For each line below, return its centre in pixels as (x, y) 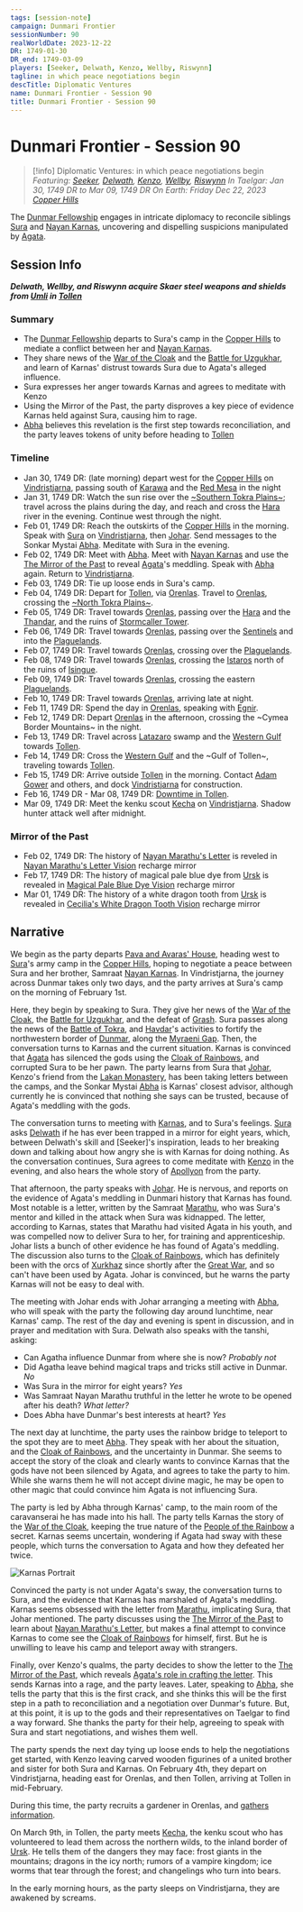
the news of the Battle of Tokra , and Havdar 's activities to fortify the (136, 1029)
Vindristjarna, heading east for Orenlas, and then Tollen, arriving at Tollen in (151, 1778)
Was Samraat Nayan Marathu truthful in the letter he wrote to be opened (157, 1395)
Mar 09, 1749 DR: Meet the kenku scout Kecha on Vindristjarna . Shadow (157, 803)
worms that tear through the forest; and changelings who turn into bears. (146, 1871)
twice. (22, 1555)
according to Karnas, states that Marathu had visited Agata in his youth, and (151, 1226)
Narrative (37, 933)
